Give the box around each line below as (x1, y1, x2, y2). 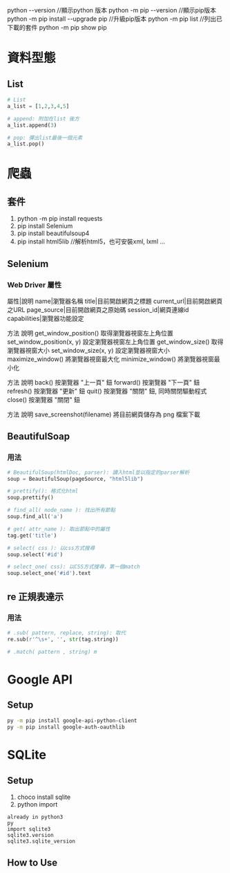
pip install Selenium (17, 222, 73, 230)
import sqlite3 (7, 826, 51, 833)
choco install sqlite (17, 793, 71, 801)
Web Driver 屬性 (7, 279, 62, 289)
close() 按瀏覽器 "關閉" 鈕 (7, 395, 81, 403)
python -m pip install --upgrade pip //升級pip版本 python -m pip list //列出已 (7, 15, 223, 23)
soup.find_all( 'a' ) (7, 513, 64, 520)
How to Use (7, 856, 58, 868)
